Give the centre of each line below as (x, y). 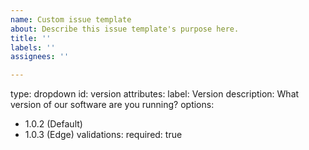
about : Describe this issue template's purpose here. (125, 29)
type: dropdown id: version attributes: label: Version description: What (155, 94)
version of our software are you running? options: (112, 105)
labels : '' (33, 47)
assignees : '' (40, 57)
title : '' (31, 38)
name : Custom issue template (71, 19)
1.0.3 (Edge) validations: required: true (103, 135)
